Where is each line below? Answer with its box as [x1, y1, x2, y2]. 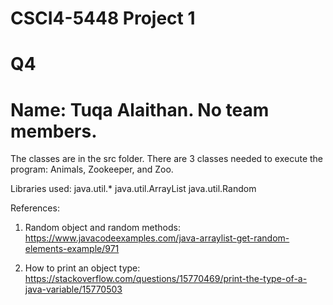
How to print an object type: [24, 262, 141, 274]
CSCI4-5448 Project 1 [10, 7, 196, 30]
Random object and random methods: [24, 222, 181, 234]
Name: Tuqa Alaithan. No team [10, 98, 270, 121]
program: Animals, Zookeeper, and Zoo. [10, 163, 174, 176]
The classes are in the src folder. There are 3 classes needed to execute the [10, 153, 324, 165]
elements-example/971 [24, 243, 120, 255]
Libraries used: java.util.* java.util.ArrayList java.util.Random [10, 183, 257, 195]
